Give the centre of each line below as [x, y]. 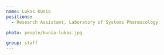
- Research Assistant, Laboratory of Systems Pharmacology [85, 22]
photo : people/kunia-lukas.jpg [44, 32]
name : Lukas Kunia [28, 11]
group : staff [22, 43]
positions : [19, 17]
